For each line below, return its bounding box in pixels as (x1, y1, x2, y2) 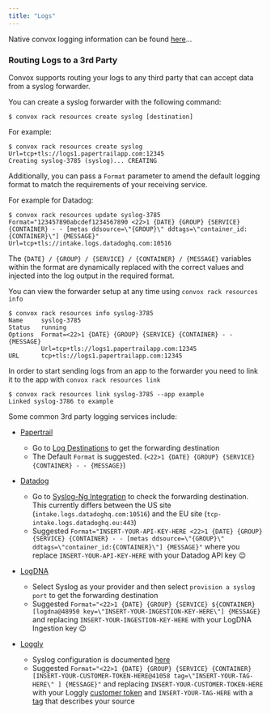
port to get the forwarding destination (32, 590, 159, 600)
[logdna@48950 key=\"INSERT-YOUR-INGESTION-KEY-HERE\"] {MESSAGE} (32, 607, 261, 616)
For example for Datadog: (8, 195, 94, 205)
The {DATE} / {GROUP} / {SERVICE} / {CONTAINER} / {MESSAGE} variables (8, 253, 252, 263)
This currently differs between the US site (32, 500, 171, 510)
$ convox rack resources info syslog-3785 (8, 309, 154, 317)
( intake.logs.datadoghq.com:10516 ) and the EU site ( (32, 508, 208, 519)
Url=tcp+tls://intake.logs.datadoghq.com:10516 (8, 239, 172, 247)
